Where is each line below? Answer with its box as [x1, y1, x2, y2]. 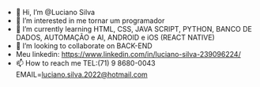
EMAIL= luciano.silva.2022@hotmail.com [15, 70, 148, 79]
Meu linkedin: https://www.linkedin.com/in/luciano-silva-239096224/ [15, 50, 241, 59]
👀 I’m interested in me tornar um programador [15, 16, 165, 25]
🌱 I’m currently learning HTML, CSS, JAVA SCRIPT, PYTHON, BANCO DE [15, 25, 253, 33]
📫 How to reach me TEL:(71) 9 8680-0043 [15, 59, 156, 67]
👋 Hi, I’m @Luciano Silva [15, 8, 96, 17]
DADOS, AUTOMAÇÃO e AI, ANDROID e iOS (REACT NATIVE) [15, 32, 215, 42]
